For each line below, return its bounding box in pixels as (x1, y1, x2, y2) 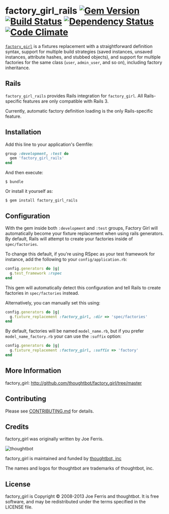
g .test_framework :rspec (10, 271, 62, 276)
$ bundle (5, 179, 24, 184)
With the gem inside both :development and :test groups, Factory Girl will (5, 225, 158, 231)
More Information (5, 367, 62, 375)
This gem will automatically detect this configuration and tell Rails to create (5, 284, 161, 290)
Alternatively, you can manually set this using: (5, 299, 101, 305)
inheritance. (5, 65, 30, 71)
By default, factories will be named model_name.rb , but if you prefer (5, 328, 144, 334)
